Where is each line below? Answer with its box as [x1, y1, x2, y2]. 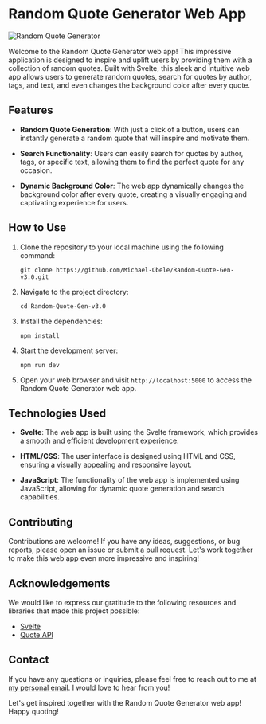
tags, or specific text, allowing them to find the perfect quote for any [19, 157, 244, 166]
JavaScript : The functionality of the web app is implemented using [19, 475, 240, 485]
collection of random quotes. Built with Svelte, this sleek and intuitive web [8, 63, 251, 72]
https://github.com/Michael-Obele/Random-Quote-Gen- [55, 266, 235, 274]
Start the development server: [19, 346, 119, 355]
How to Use [8, 221, 67, 235]
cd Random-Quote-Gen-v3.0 [19, 302, 106, 311]
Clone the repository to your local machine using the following [19, 242, 225, 252]
